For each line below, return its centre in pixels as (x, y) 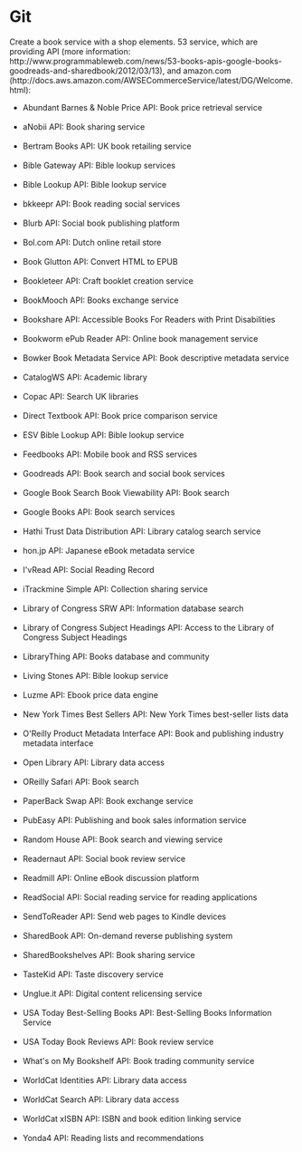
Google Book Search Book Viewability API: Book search (126, 492)
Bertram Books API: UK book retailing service (107, 146)
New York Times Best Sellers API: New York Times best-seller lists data (156, 714)
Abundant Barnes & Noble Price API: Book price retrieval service (142, 107)
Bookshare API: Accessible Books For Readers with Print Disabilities (149, 319)
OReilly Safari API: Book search (80, 781)
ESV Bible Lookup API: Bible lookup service (103, 435)
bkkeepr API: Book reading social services (101, 203)
